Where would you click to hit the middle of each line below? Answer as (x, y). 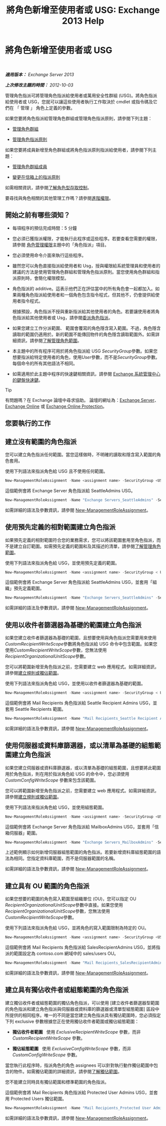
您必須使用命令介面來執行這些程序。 (49, 255)
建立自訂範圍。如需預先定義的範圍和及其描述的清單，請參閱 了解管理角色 (87, 546)
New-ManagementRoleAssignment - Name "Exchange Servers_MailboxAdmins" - (82, 842)
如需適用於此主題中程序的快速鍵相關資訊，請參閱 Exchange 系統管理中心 (86, 374)
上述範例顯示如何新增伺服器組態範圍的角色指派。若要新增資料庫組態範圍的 (81, 852)
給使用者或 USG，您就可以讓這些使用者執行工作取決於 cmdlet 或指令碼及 (79, 101)
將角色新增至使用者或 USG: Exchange (83, 10)
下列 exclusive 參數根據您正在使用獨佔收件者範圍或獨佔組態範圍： (72, 1021)
